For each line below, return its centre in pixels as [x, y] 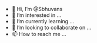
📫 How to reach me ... [39, 34]
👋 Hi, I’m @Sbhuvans [37, 9]
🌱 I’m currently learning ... [43, 21]
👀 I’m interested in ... [36, 15]
